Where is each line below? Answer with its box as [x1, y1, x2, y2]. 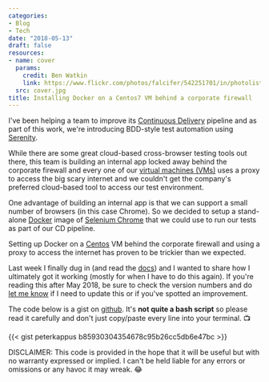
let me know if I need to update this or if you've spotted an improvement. [8, 289, 248, 299]
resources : [8, 49, 45, 57]
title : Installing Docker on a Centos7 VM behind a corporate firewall [8, 94, 252, 102]
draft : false [8, 42, 52, 50]
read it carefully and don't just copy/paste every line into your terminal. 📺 [8, 314, 251, 323]
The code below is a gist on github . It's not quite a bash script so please [8, 304, 248, 314]
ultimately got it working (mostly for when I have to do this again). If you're [8, 272, 254, 282]
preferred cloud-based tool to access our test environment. [8, 182, 204, 193]
